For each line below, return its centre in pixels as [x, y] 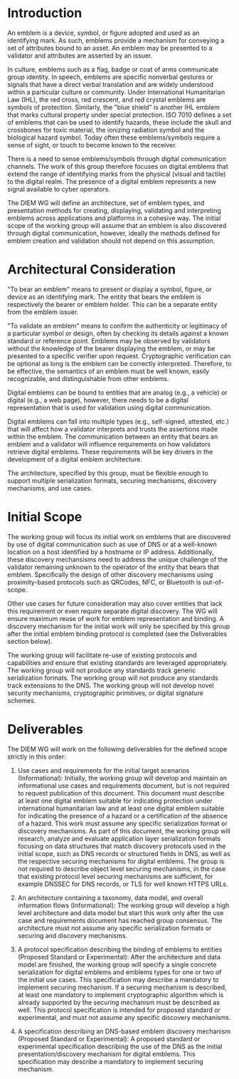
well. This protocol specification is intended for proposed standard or [119, 1010]
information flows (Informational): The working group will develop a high [123, 905]
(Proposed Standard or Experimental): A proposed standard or [109, 1038]
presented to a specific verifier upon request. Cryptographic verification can [119, 356]
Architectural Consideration [92, 270]
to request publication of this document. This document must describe [121, 793]
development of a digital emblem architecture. [75, 459]
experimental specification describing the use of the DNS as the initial [120, 1046]
